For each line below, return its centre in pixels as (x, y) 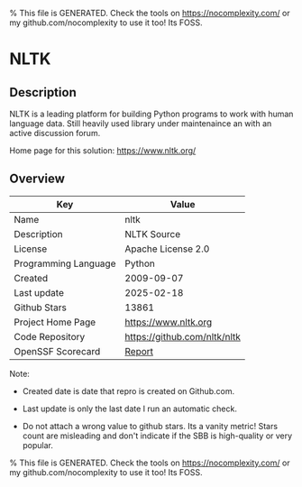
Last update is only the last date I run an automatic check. (129, 409)
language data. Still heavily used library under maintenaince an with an (141, 124)
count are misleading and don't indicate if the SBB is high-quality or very (157, 436)
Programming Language (65, 263)
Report (139, 351)
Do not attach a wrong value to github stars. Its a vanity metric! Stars (150, 426)
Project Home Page (55, 322)
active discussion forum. (55, 133)
